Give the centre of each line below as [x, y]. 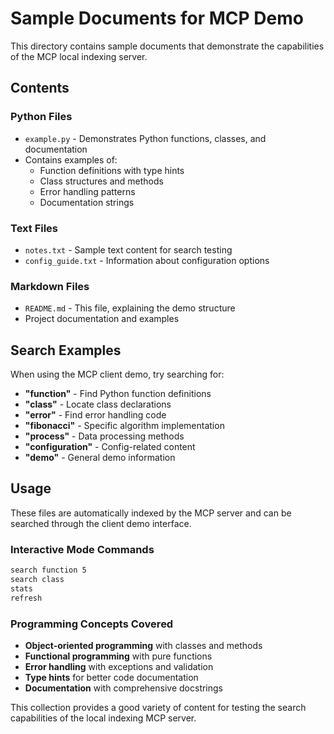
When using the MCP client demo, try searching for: [117, 374]
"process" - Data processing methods [104, 436]
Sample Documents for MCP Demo [157, 18]
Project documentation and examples [102, 319]
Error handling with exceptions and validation [119, 666]
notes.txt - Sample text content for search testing [128, 249]
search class [37, 580]
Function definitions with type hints [112, 170]
